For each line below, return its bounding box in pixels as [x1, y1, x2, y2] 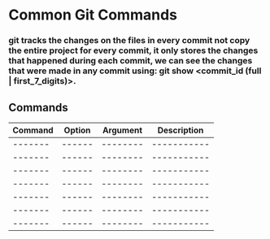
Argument [102, 124, 142, 136]
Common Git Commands [8, 6, 177, 24]
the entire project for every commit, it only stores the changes [8, 45, 259, 56]
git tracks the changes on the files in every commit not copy [8, 35, 250, 46]
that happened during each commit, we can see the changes [8, 55, 253, 67]
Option [63, 124, 91, 136]
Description [157, 124, 204, 136]
